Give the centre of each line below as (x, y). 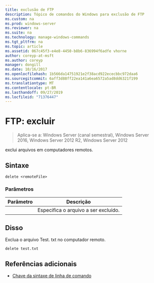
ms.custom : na (20, 19)
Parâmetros (19, 189)
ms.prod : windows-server (31, 23)
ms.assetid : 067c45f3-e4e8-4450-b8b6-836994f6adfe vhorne (66, 51)
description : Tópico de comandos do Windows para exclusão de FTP (75, 14)
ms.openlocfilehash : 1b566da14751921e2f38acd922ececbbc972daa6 (72, 74)
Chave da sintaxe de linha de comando (52, 276)
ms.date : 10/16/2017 (26, 70)
